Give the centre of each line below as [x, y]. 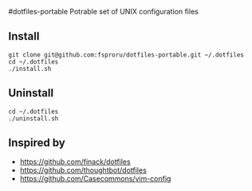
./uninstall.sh [33, 119]
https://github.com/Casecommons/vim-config [95, 179]
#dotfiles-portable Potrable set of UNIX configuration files [104, 12]
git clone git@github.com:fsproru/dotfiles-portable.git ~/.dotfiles [126, 55]
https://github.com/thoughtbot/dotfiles [83, 170]
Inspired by [37, 143]
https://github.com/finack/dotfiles [75, 162]
